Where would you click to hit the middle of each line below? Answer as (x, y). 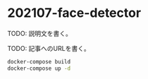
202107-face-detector (74, 13)
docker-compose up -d (39, 68)
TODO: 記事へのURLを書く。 (49, 48)
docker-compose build (39, 61)
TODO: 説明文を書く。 (40, 33)
